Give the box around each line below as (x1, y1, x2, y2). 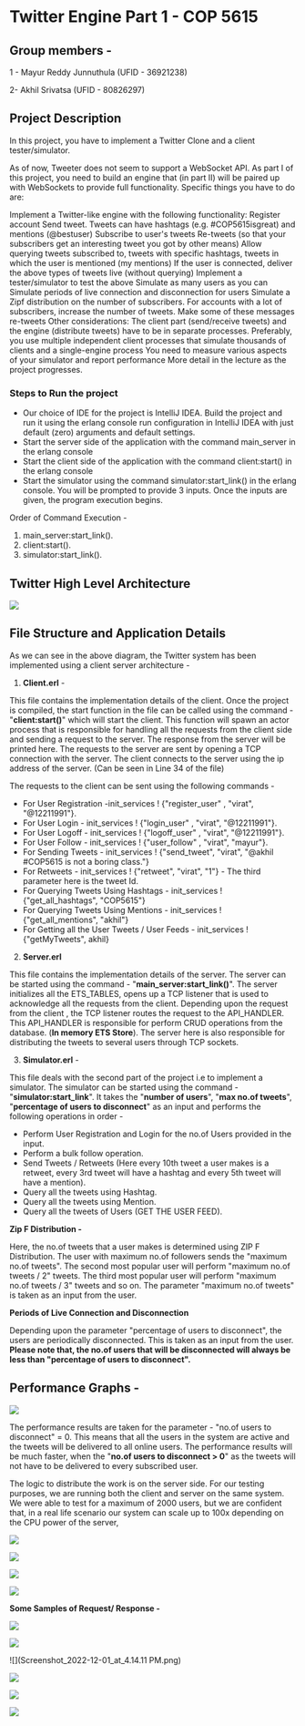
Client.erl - (22, 677, 66, 688)
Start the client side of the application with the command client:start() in (22, 456, 293, 467)
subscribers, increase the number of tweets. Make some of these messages (9, 305, 295, 316)
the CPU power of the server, (9, 1516, 119, 1527)
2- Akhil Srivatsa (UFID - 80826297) (9, 85, 146, 95)
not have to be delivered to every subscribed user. (9, 1460, 198, 1471)
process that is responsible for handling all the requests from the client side (9, 724, 293, 735)
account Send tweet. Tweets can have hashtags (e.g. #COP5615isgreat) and (9, 219, 296, 230)
